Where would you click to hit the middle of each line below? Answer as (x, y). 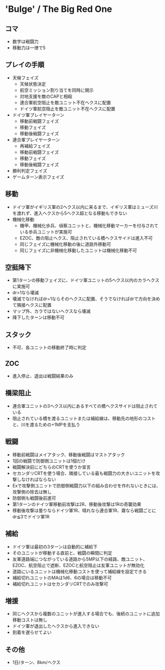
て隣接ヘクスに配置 (32, 305)
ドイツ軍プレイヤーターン (38, 115)
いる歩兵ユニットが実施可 (46, 232)
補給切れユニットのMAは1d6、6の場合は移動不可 (62, 578)
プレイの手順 (25, 65)
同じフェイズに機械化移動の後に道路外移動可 (65, 244)
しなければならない (36, 479)
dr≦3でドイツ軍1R (31, 516)
